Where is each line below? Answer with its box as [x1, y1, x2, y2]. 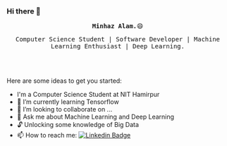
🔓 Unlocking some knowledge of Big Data [16, 121, 139, 129]
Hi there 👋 [6, 6, 42, 16]
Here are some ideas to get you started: [6, 77, 123, 85]
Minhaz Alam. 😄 [92, 22, 144, 30]
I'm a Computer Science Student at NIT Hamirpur [16, 91, 160, 99]
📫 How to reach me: [16, 131, 78, 140]
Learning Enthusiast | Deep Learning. [51, 42, 185, 51]
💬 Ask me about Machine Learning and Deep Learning [16, 112, 174, 121]
